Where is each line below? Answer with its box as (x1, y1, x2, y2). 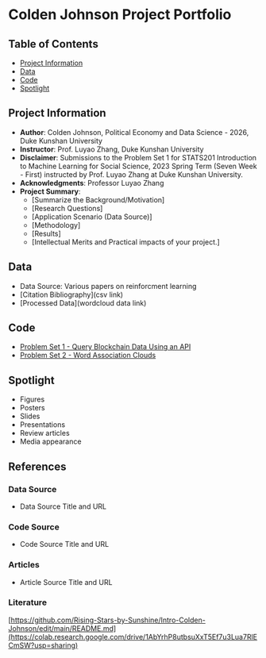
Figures (19, 394, 45, 404)
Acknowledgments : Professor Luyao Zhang (19, 178, 164, 187)
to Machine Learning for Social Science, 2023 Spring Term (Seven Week (19, 161, 257, 171)
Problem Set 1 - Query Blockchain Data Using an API (19, 342, 191, 352)
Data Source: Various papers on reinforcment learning (19, 281, 197, 291)
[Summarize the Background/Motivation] (31, 194, 165, 204)
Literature (8, 597, 48, 608)
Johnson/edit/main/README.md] (8, 623, 117, 633)
